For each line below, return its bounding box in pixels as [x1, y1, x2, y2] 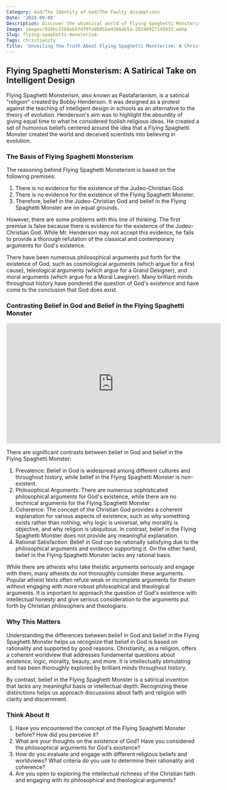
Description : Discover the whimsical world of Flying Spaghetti [6, 20, 174, 26]
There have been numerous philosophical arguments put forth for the [6, 253, 181, 260]
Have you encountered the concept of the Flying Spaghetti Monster [15, 724, 186, 731]
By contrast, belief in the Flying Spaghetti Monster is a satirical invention [6, 676, 188, 683]
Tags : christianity [6, 37, 56, 43]
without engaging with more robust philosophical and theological [6, 583, 170, 590]
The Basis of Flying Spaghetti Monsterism [6, 152, 133, 161]
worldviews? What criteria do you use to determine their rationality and [15, 756, 195, 764]
